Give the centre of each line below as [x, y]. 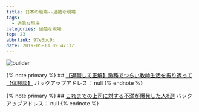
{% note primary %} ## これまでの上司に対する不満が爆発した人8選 [91, 96]
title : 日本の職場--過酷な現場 [41, 12]
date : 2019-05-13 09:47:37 [40, 46]
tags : [13, 18]
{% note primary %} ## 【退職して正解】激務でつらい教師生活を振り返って [99, 75]
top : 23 [16, 35]
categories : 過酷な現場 [34, 29]
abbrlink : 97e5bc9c [31, 40]
